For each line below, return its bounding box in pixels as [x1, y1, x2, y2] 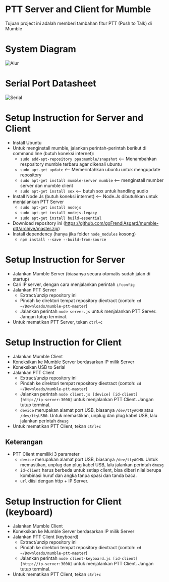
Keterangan [5, 438, 43, 447]
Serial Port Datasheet [5, 78, 97, 89]
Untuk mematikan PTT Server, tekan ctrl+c [12, 319, 103, 325]
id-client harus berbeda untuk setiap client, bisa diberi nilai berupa [20, 467, 161, 473]
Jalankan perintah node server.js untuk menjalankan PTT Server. [20, 308, 157, 314]
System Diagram [5, 43, 77, 55]
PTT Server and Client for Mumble [5, 4, 151, 15]
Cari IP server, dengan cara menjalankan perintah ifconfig [12, 281, 135, 287]
